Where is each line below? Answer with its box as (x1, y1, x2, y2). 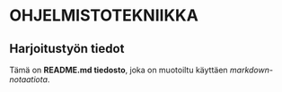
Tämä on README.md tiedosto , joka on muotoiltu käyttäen (9, 64, 228, 75)
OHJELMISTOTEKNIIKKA (9, 5, 199, 26)
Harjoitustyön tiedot (9, 41, 125, 56)
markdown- (229, 64, 274, 75)
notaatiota (9, 74, 48, 85)
